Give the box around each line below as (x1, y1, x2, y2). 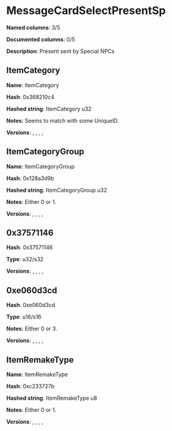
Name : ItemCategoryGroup (6, 162, 75, 170)
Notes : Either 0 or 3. (6, 325, 58, 333)
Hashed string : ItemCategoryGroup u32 (6, 186, 107, 194)
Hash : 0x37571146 (6, 244, 53, 251)
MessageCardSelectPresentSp (6, 4, 166, 18)
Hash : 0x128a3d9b (6, 175, 54, 182)
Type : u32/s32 (6, 256, 44, 263)
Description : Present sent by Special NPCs (6, 47, 115, 55)
